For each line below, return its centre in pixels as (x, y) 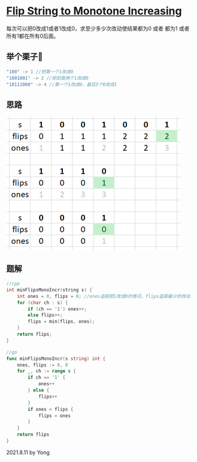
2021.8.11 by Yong (28, 452)
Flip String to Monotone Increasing (94, 11)
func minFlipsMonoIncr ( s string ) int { (56, 359)
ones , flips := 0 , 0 (43, 365)
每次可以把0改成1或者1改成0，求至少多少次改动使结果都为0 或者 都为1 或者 (98, 28)
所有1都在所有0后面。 (33, 36)
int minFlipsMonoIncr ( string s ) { (49, 290)
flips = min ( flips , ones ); (61, 322)
